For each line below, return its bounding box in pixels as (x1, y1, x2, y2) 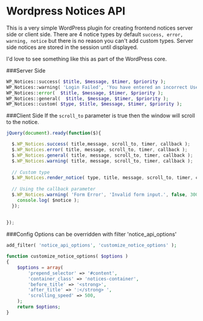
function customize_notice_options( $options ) (6, 253, 129, 259)
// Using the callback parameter (11, 186, 96, 192)
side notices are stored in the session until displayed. (6, 44, 138, 51)
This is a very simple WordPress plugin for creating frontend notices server (6, 24, 193, 31)
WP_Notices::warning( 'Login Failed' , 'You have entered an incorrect (6, 84, 188, 90)
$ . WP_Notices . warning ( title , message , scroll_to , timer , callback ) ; (11, 158, 193, 164)
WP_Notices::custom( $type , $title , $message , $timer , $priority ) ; (6, 101, 182, 107)
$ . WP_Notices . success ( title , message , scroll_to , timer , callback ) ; (11, 141, 190, 148)
